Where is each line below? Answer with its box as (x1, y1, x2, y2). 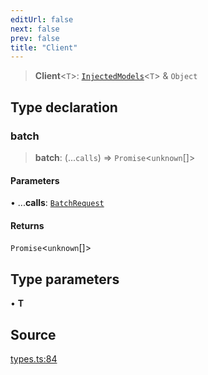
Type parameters (10, 271, 120, 288)
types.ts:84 (10, 352, 58, 365)
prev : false (10, 33, 60, 43)
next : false (10, 24, 60, 34)
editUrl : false (10, 14, 74, 25)
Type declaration (10, 99, 118, 116)
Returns (10, 219, 45, 231)
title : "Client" (10, 42, 78, 53)
